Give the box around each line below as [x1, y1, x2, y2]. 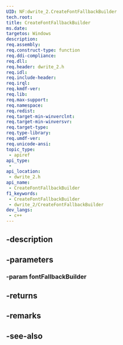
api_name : [6, 180, 31, 186]
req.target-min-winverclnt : [6, 113, 75, 119]
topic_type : [6, 146, 35, 152]
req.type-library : [6, 130, 51, 136]
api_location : [6, 168, 41, 175]
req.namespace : [6, 102, 44, 108]
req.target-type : [6, 124, 49, 130]
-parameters [6, 254, 54, 264]
